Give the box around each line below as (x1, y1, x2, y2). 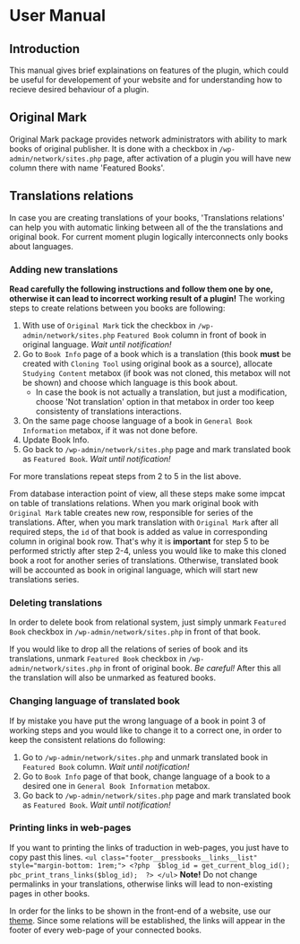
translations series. (9, 573, 80, 584)
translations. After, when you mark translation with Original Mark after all (9, 517, 279, 528)
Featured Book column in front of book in (116, 329, 267, 340)
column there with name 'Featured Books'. (9, 162, 166, 173)
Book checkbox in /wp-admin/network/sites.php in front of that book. (9, 626, 261, 637)
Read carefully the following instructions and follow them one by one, (9, 284, 273, 294)
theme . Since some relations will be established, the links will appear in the (9, 914, 286, 925)
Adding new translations (9, 263, 118, 275)
